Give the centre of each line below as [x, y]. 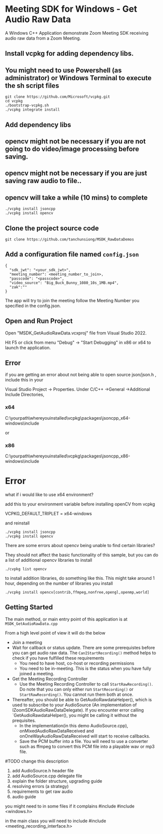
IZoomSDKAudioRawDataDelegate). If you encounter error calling [78, 710]
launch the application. [28, 347]
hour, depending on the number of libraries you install [59, 583]
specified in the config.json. [33, 306]
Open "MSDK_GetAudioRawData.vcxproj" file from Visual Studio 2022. [76, 333]
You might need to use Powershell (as [63, 70]
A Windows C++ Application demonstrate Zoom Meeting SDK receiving [77, 33]
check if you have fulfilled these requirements [58, 658]
